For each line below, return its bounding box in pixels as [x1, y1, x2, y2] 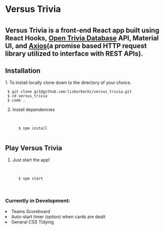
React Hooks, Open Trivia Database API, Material [5, 34, 159, 43]
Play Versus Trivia [5, 144, 62, 152]
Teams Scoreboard [11, 209, 51, 215]
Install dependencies [12, 107, 55, 113]
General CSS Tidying [11, 219, 54, 225]
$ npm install [18, 126, 48, 131]
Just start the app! [12, 157, 50, 162]
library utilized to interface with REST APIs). [5, 50, 144, 58]
